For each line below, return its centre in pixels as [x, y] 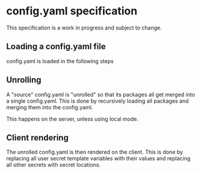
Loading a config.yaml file [56, 47]
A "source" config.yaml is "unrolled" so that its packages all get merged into [101, 94]
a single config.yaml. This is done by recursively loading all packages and [97, 101]
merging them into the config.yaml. [50, 107]
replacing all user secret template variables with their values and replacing [98, 159]
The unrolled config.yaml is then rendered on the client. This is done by [95, 152]
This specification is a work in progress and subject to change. [84, 28]
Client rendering [38, 137]
